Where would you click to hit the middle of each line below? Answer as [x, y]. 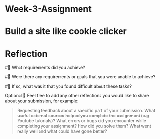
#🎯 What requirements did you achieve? [45, 68]
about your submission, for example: [42, 101]
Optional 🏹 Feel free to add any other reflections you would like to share [77, 96]
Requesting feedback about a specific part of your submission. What [86, 111]
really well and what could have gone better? [62, 131]
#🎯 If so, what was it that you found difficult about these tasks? [68, 86]
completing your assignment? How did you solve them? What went [84, 126]
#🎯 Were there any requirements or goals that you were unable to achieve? [80, 77]
